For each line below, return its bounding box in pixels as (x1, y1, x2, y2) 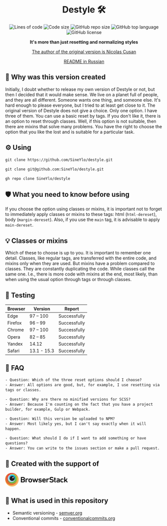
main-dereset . (5, 222, 33, 228)
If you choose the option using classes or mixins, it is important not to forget (5, 206, 162, 212)
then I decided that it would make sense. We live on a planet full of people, (5, 91, 158, 98)
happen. (5, 426, 21, 431)
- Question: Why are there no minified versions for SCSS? (5, 397, 131, 402)
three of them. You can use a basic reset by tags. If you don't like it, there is (5, 113, 161, 119)
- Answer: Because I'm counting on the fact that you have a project (5, 402, 153, 407)
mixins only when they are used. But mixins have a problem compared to (5, 260, 155, 267)
